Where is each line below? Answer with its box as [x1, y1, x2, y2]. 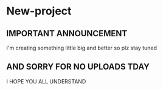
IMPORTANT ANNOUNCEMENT [6, 28, 128, 39]
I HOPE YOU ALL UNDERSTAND [6, 77, 86, 85]
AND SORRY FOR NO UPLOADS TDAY [6, 62, 150, 72]
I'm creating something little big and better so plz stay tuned [6, 44, 157, 51]
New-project [6, 4, 72, 18]
